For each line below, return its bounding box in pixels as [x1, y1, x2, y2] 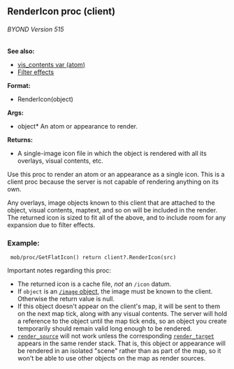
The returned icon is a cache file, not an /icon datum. [17, 280, 172, 288]
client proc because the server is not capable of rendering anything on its [7, 178, 219, 186]
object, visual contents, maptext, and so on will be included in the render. [7, 205, 218, 214]
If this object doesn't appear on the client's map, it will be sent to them [17, 302, 221, 310]
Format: [7, 81, 31, 89]
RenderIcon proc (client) [7, 6, 116, 17]
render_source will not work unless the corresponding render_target [17, 331, 214, 340]
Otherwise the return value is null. [17, 294, 115, 303]
